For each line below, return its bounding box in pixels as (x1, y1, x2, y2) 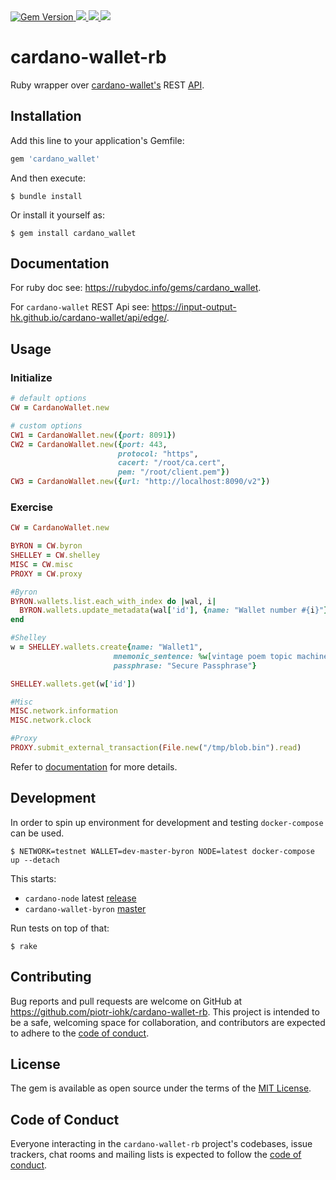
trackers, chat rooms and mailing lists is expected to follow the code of (10, 1149, 302, 1161)
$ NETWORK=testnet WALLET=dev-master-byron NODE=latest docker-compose (10, 846, 315, 856)
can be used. (10, 827, 65, 839)
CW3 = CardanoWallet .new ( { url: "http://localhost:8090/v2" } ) (10, 477, 271, 487)
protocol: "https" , (117, 449, 199, 459)
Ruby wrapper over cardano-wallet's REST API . (10, 79, 205, 91)
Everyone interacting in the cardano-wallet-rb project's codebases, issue (10, 1138, 313, 1150)
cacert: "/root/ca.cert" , (117, 458, 226, 468)
